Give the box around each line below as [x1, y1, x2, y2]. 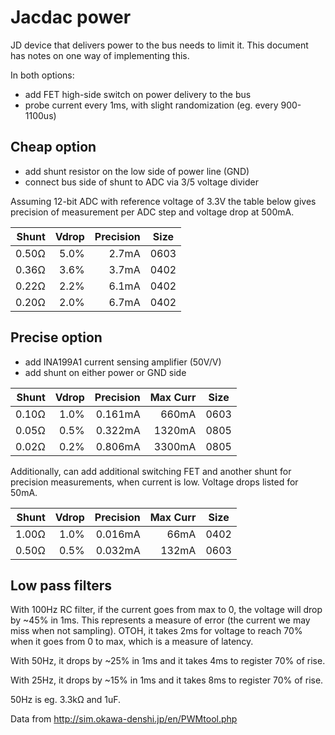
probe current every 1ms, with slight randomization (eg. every [24, 99, 279, 111]
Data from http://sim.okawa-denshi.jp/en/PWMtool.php [10, 713, 238, 725]
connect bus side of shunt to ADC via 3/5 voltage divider [24, 176, 259, 188]
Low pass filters [10, 577, 112, 594]
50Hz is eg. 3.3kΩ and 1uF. [10, 694, 122, 706]
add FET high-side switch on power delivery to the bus [24, 88, 252, 100]
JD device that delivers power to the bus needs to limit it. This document [10, 39, 309, 51]
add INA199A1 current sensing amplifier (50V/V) [24, 356, 222, 368]
